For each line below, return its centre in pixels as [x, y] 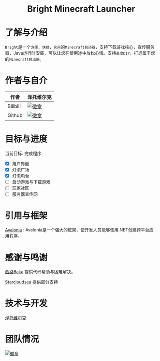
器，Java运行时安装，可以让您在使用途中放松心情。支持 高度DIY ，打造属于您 [80, 53]
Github [15, 115]
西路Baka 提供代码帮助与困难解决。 [40, 272]
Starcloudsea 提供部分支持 [31, 282]
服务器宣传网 [25, 194]
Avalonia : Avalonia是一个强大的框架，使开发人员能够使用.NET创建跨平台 [77, 230]
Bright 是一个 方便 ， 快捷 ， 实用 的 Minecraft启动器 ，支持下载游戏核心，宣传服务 [80, 47]
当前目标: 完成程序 [23, 153]
